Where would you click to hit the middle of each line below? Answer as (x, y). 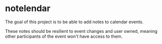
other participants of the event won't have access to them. (64, 36)
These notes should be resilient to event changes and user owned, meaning (81, 31)
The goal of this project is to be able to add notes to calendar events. (74, 22)
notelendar (28, 8)
